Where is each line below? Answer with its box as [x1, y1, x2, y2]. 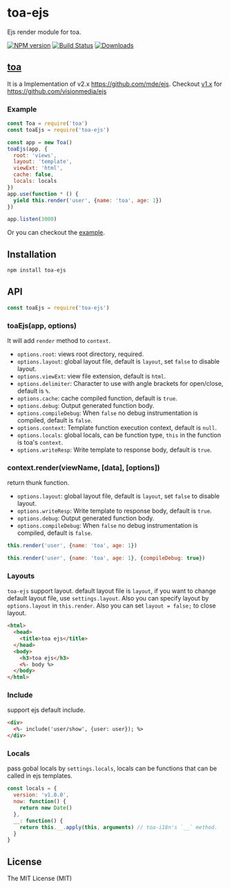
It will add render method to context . [7, 336, 111, 344]
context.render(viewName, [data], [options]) [7, 463, 160, 472]
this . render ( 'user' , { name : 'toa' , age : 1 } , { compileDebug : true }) [7, 555, 206, 562]
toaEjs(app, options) [7, 321, 77, 330]
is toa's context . [17, 438, 64, 446]
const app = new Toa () [7, 139, 73, 146]
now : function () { [13, 798, 67, 805]
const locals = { [7, 785, 57, 792]
